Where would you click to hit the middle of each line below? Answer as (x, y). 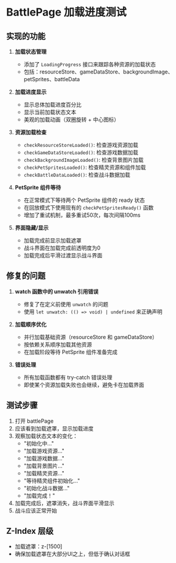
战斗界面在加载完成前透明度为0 (62, 248)
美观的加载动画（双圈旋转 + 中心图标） (71, 119)
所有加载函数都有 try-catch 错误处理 (68, 377)
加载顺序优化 (30, 324)
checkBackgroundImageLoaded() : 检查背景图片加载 (84, 160)
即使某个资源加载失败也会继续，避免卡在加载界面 (84, 384)
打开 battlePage (34, 421)
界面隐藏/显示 (32, 228)
